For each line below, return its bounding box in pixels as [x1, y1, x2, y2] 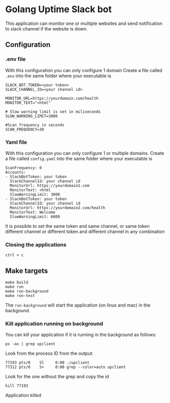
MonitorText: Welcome [10, 210, 56, 215]
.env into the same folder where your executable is [5, 73, 112, 79]
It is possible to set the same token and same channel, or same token [5, 223, 150, 229]
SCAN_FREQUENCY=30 [5, 127, 44, 132]
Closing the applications [5, 241, 67, 248]
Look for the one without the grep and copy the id [5, 374, 109, 380]
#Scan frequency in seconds [5, 122, 65, 127]
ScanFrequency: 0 [5, 165, 42, 171]
